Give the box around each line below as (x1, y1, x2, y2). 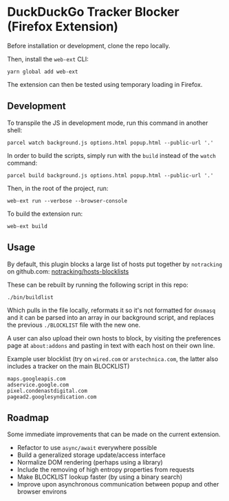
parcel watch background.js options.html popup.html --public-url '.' (7, 139, 214, 146)
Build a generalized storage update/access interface (17, 451, 166, 459)
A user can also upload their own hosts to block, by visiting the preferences (7, 334, 221, 342)
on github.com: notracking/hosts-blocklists (7, 267, 129, 276)
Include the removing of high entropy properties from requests (17, 466, 195, 474)
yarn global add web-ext (7, 68, 78, 75)
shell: (7, 125, 23, 134)
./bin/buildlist (7, 294, 54, 300)
